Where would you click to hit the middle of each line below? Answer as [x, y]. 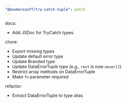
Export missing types [33, 51]
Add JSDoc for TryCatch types [43, 32]
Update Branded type [34, 61]
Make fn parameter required [40, 77]
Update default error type [38, 56]
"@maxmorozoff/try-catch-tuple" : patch [45, 9]
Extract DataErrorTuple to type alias [47, 95]
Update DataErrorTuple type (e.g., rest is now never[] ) [67, 66]
